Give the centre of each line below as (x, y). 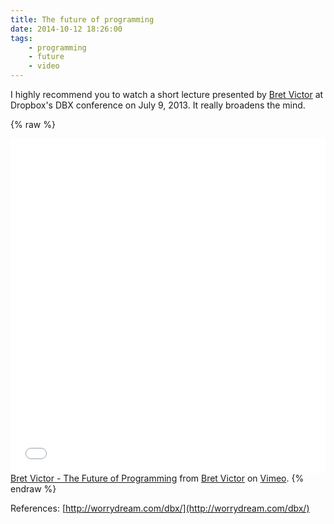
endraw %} (33, 489)
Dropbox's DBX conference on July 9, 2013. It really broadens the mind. (158, 105)
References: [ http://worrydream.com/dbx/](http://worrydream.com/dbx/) (160, 508)
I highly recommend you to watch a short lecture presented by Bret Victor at (167, 94)
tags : (21, 38)
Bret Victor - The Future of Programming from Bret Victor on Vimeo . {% (157, 478)
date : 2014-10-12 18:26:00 (66, 29)
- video (44, 66)
